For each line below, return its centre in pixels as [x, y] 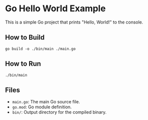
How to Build [25, 37]
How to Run [23, 64]
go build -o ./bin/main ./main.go [41, 49]
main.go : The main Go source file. [46, 102]
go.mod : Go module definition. [42, 107]
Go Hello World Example [55, 9]
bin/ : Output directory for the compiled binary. [59, 112]
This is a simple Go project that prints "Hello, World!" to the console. [74, 22]
